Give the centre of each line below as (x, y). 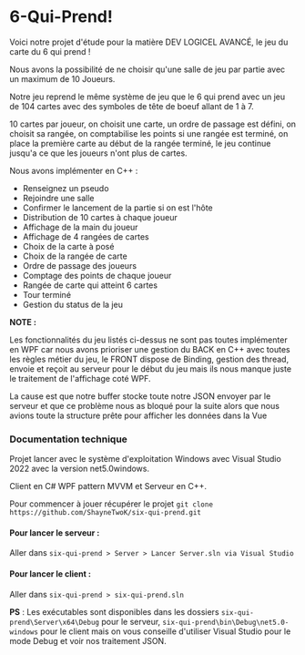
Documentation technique (68, 439)
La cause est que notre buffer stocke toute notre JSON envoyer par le (140, 396)
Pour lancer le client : (50, 574)
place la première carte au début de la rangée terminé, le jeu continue (140, 143)
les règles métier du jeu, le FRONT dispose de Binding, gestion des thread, (149, 359)
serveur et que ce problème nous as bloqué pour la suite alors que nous (145, 405)
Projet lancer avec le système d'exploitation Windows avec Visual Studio (146, 459)
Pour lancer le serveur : (55, 532)
